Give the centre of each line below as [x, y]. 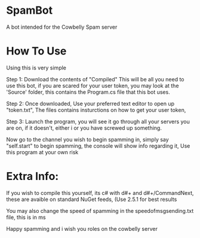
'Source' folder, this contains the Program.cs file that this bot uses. [88, 92]
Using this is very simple [36, 68]
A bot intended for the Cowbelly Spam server [62, 27]
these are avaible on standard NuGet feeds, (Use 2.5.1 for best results [92, 199]
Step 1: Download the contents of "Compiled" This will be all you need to [95, 79]
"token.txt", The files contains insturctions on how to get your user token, [96, 110]
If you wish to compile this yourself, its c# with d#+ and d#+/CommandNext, [100, 193]
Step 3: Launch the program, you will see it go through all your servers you [98, 121]
